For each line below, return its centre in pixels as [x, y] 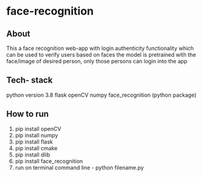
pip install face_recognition [49, 161]
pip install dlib [33, 154]
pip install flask [34, 142]
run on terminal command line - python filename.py [79, 167]
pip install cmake [36, 148]
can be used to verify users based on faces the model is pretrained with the [101, 55]
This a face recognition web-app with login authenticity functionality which [100, 48]
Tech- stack [30, 80]
